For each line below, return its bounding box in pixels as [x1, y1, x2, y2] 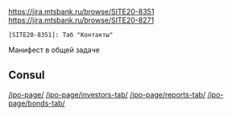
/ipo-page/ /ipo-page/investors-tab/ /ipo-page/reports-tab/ [8, 89, 206, 99]
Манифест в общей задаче [8, 45, 101, 55]
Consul [8, 68, 46, 82]
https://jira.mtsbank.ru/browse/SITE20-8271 [8, 15, 155, 25]
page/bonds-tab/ [8, 98, 66, 108]
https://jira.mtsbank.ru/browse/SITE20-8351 [8, 7, 155, 16]
